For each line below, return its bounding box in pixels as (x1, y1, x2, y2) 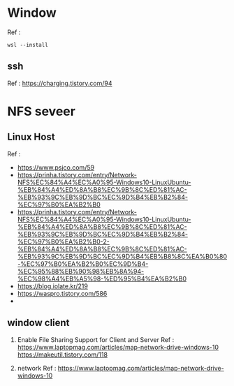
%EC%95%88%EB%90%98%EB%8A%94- (17, 267, 145, 275)
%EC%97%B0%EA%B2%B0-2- (17, 237, 110, 246)
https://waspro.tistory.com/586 (17, 289, 108, 297)
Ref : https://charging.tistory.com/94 (7, 79, 113, 87)
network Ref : (17, 364, 57, 372)
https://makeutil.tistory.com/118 (17, 350, 108, 359)
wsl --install (7, 41, 49, 48)
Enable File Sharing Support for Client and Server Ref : (17, 335, 175, 343)
